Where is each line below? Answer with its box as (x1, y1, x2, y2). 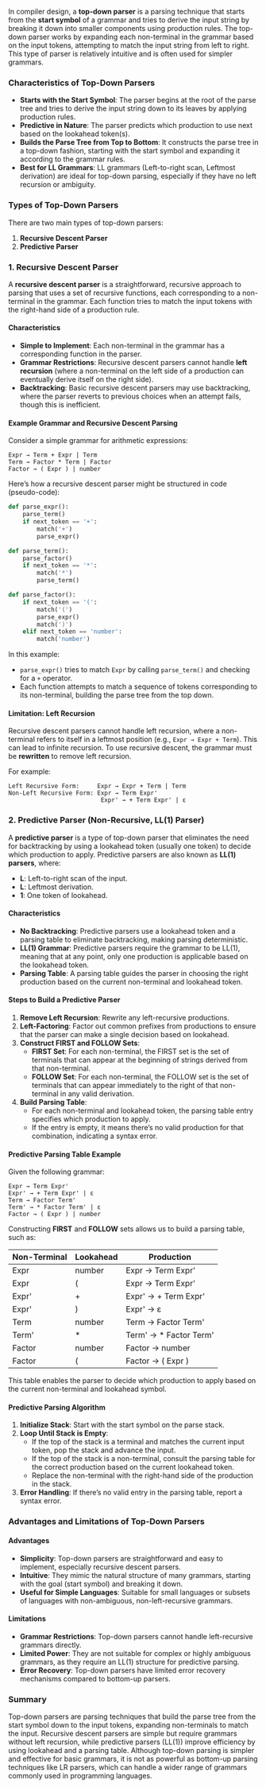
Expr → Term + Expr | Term (8, 451, 98, 460)
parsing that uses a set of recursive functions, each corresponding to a (8, 288, 241, 297)
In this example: (8, 650, 60, 659)
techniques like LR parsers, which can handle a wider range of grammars (8, 1763, 248, 1772)
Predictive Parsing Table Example (8, 1149, 121, 1159)
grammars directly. (19, 1640, 82, 1650)
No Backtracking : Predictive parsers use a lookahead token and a (19, 926, 236, 935)
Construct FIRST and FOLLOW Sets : (19, 1038, 141, 1048)
